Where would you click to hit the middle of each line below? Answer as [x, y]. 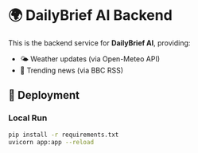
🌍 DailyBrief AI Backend [90, 16]
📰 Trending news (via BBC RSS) [72, 70]
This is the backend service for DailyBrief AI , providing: [99, 43]
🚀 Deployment [44, 95]
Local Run [28, 118]
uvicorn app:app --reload [51, 142]
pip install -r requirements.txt [64, 135]
